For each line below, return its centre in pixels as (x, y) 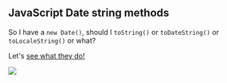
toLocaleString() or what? (52, 40)
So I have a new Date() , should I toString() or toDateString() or (113, 32)
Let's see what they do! (47, 55)
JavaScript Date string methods (89, 13)
